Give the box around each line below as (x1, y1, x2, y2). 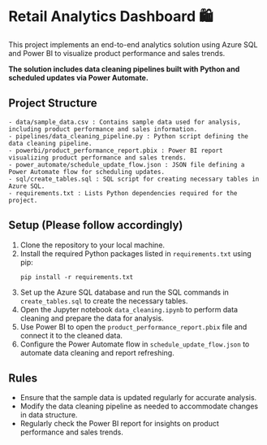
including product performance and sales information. (8, 124, 198, 133)
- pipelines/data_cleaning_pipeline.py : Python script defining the (8, 132, 249, 140)
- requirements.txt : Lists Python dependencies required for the (8, 189, 238, 197)
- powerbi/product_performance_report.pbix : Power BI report (8, 146, 223, 155)
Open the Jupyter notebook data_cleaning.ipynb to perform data (19, 304, 238, 314)
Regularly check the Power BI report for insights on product (19, 419, 219, 429)
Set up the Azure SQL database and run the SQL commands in (19, 287, 230, 297)
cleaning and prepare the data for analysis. (19, 313, 164, 323)
